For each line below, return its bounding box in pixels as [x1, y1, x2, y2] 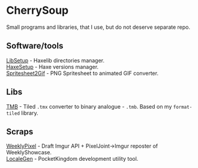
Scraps [6, 127, 34, 137]
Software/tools [6, 41, 64, 51]
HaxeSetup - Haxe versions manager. [6, 63, 99, 70]
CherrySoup [6, 4, 69, 17]
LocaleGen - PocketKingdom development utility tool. [6, 155, 139, 163]
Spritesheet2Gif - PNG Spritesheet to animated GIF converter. [6, 70, 159, 77]
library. [20, 109, 38, 116]
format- [173, 104, 193, 110]
